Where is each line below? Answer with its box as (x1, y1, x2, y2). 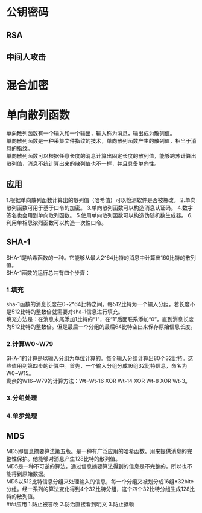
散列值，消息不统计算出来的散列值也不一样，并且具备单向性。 (6, 160, 160, 167)
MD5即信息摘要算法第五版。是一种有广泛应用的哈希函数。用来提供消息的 (6, 447, 188, 454)
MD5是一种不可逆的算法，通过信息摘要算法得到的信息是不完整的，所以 (6, 462, 182, 469)
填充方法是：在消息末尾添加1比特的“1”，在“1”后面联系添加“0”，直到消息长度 (6, 316, 194, 323)
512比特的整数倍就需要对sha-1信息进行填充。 (11, 308, 124, 315)
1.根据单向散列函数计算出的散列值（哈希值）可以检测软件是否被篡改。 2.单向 (6, 196, 196, 203)
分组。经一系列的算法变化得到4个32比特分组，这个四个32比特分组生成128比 (6, 485, 195, 492)
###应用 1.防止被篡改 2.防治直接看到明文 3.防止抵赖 (6, 500, 134, 508)
